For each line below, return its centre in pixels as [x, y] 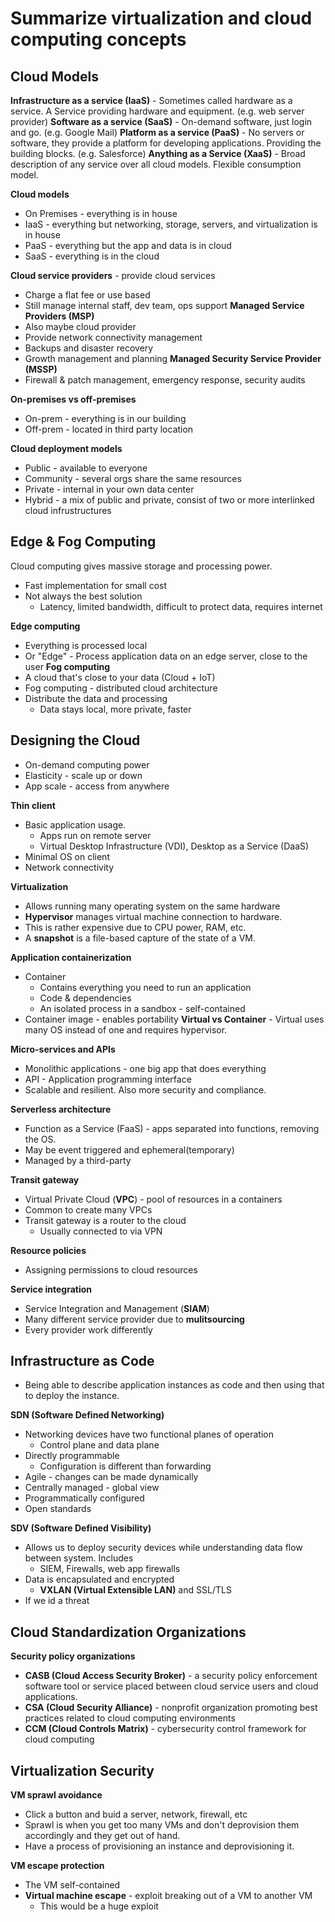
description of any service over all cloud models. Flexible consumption [156, 164]
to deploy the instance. [72, 1396]
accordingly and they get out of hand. [102, 1836]
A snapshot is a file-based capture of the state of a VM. [140, 938]
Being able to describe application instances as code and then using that [174, 1385]
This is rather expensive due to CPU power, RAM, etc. [135, 927]
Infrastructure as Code [82, 1361]
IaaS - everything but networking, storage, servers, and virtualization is [171, 224]
